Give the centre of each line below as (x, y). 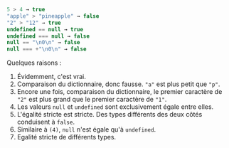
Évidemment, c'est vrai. (51, 77)
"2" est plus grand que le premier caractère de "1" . (92, 100)
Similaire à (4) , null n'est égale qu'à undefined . (86, 129)
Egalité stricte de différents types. (66, 137)
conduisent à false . (46, 122)
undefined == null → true (45, 29)
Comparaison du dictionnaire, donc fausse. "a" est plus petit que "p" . (118, 84)
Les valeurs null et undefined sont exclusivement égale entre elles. (115, 107)
